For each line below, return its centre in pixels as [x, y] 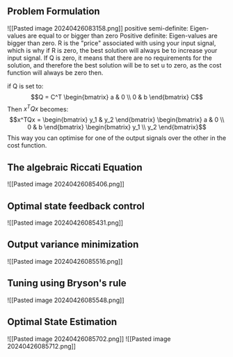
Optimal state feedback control [76, 206]
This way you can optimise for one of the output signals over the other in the [117, 138]
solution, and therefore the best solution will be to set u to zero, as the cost [114, 65]
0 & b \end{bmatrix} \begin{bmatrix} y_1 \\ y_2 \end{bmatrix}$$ [117, 127]
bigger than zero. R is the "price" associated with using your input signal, [112, 43]
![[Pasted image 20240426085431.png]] [65, 223]
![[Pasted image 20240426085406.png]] [66, 184]
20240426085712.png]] [42, 346]
